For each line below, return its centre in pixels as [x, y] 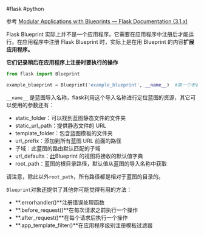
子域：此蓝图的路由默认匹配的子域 [58, 148]
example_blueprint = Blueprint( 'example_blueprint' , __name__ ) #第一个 [99, 85]
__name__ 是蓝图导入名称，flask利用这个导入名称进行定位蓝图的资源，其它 [98, 97]
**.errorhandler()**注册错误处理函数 [60, 202]
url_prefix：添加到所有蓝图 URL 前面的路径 [68, 141]
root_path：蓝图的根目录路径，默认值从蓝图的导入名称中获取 [91, 163]
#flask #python [25, 9]
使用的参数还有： [33, 105]
